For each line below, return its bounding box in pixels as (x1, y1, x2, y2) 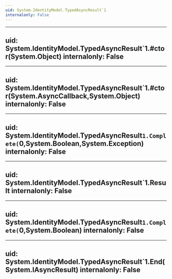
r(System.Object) (5, 52, 62, 61)
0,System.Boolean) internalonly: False (18, 226, 144, 235)
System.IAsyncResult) (5, 265, 78, 274)
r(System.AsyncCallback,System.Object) (5, 91, 141, 100)
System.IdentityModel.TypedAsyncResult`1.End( (5, 257, 165, 266)
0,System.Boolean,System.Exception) (18, 139, 144, 148)
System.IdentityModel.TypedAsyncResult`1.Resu (5, 178, 166, 188)
